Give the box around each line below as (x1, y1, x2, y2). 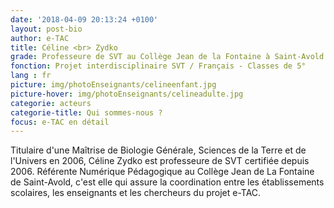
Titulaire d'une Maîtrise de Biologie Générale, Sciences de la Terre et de (10, 144, 307, 156)
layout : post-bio (10, 24, 83, 34)
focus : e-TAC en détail (10, 117, 110, 127)
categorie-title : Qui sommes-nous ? (10, 107, 163, 118)
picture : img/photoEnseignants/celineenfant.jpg (10, 80, 217, 90)
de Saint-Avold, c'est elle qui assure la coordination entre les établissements (10, 176, 325, 188)
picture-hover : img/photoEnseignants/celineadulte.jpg (10, 89, 244, 99)
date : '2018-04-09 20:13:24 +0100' (10, 14, 159, 25)
